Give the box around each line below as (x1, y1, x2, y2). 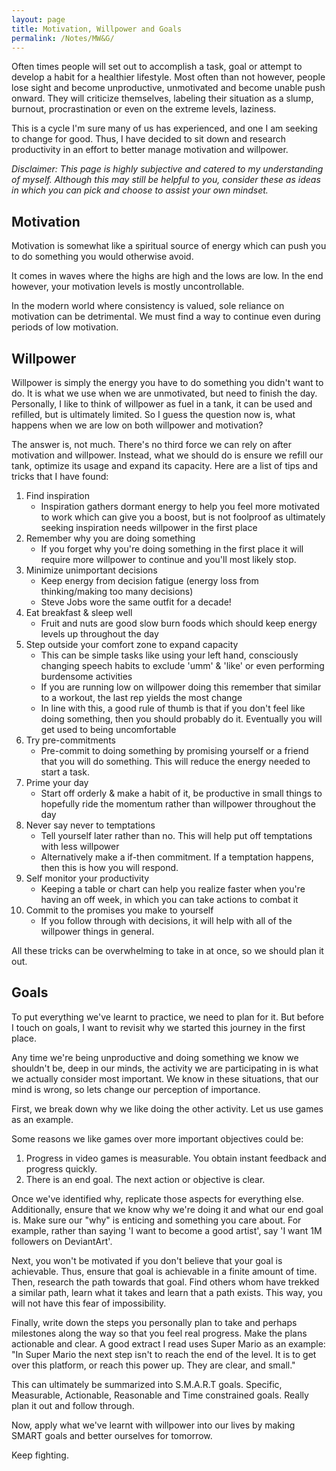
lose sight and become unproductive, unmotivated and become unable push (11, 82, 326, 94)
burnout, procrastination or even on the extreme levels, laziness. (11, 103, 277, 115)
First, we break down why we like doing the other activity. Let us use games (11, 1102, 324, 1115)
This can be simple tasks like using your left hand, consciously (40, 649, 299, 661)
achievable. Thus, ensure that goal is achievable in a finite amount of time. (11, 1265, 318, 1277)
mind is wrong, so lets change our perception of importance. (11, 1083, 261, 1095)
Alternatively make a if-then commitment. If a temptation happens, (40, 851, 314, 863)
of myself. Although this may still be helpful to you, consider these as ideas (11, 174, 321, 186)
